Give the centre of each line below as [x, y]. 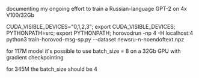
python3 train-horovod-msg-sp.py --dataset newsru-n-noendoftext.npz [95, 39]
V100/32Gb [20, 15]
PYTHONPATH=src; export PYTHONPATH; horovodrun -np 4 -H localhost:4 [100, 33]
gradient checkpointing [35, 57]
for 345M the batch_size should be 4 [52, 69]
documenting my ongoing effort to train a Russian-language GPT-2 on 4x [97, 9]
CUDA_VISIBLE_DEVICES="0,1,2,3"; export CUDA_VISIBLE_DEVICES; [91, 27]
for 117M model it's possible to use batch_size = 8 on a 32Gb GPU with [94, 51]
